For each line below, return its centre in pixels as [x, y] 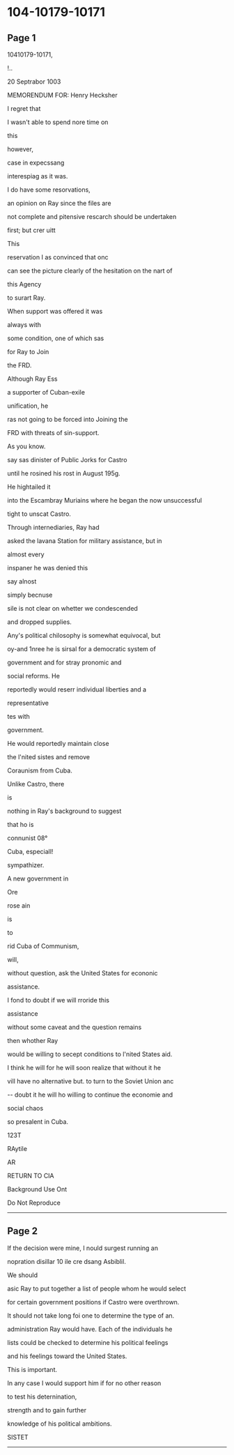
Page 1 [22, 38]
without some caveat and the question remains [75, 1027]
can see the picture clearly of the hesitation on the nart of [90, 271]
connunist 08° [28, 838]
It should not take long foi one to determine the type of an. [91, 1316]
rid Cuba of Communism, [43, 946]
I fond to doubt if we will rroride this [58, 1000]
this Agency [24, 284]
